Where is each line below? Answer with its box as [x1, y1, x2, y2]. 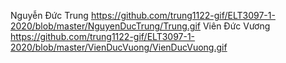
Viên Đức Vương [202, 20, 271, 32]
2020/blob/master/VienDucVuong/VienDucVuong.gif [10, 41, 228, 53]
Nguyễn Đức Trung [10, 10, 89, 21]
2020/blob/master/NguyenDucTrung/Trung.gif [10, 20, 201, 32]
